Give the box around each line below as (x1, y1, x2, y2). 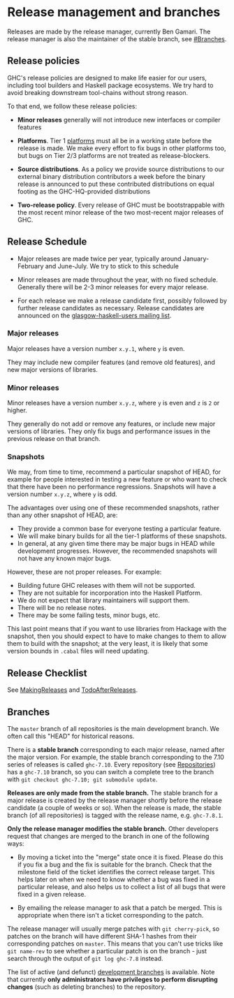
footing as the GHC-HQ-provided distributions (17, 187, 151, 196)
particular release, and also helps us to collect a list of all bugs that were (17, 883, 226, 891)
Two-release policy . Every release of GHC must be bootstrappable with (17, 201, 225, 209)
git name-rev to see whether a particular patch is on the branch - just (7, 947, 207, 955)
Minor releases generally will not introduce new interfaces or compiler (17, 115, 221, 124)
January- (182, 254, 210, 263)
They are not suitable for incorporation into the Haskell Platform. (17, 588, 203, 598)
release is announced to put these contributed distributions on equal (17, 180, 214, 188)
